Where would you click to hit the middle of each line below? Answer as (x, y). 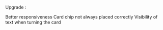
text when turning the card (33, 22)
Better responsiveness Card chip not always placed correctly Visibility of (81, 17)
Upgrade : (16, 7)
